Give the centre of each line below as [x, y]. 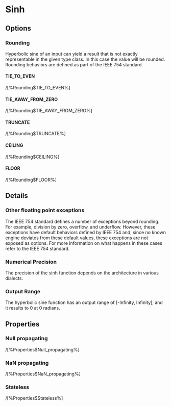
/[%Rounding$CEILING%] [32, 157]
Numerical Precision [31, 262]
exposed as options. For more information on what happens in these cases [84, 243]
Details [17, 196]
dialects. [14, 278]
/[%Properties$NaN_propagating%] [43, 374]
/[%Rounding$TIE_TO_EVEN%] [38, 88]
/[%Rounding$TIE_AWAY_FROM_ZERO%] [49, 111]
